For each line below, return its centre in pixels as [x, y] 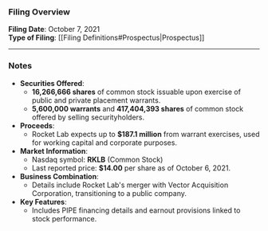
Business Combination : [59, 176]
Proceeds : [37, 125]
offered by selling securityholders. [88, 117]
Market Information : [53, 151]
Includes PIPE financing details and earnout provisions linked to [136, 210]
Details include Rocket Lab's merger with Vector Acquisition [130, 185]
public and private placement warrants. [96, 100]
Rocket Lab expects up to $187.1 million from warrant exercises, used [146, 134]
